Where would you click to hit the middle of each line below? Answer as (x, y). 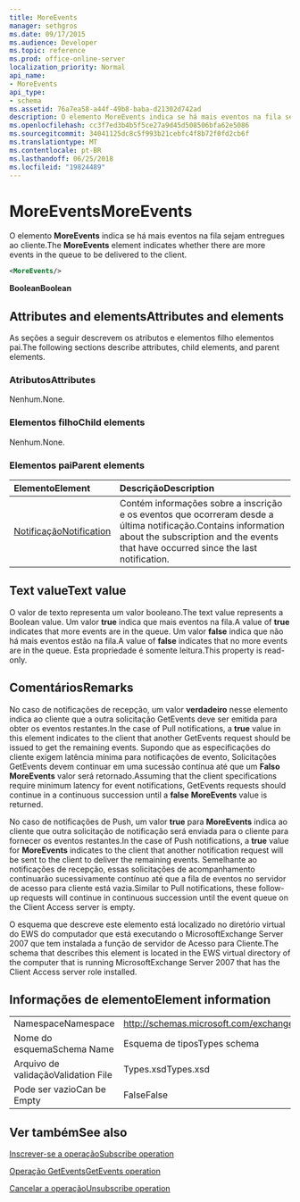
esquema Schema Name (64, 1049)
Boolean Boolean (41, 288)
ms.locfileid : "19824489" (57, 167)
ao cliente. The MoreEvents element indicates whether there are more (137, 246)
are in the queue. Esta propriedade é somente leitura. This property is (136, 650)
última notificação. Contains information (202, 525)
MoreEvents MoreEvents (101, 211)
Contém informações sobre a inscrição (201, 503)
